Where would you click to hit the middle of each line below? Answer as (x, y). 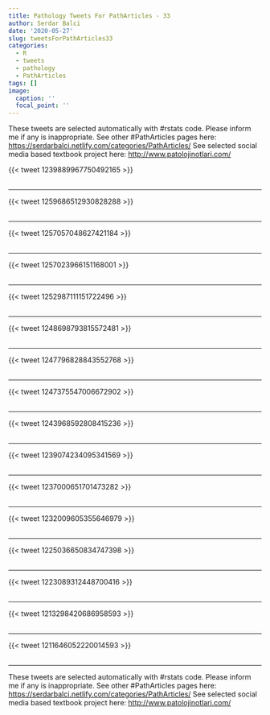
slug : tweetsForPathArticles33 (61, 38)
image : (19, 91)
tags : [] (23, 83)
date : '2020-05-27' (41, 31)
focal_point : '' (43, 105)
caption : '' (36, 98)
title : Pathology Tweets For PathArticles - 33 (90, 16)
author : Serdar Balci (45, 23)
